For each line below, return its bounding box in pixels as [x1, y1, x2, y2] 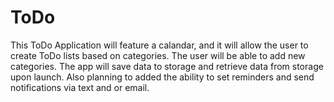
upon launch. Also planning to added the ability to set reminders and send [10, 71, 315, 83]
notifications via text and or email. [10, 81, 150, 93]
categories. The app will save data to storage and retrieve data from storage [10, 60, 324, 72]
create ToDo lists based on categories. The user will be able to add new [10, 49, 306, 61]
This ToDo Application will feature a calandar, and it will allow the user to [10, 39, 309, 51]
